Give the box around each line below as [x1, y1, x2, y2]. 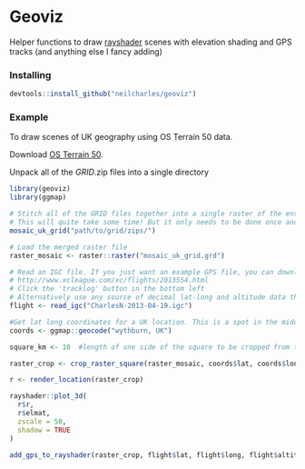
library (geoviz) [9, 185, 71, 194]
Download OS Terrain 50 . [9, 149, 104, 160]
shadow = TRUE [17, 425, 71, 434]
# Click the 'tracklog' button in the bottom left [9, 284, 205, 294]
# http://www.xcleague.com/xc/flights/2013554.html [9, 275, 209, 285]
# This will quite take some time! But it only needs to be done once [9, 218, 282, 227]
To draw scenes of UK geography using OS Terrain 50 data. [9, 132, 233, 143]
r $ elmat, [17, 409, 51, 418]
